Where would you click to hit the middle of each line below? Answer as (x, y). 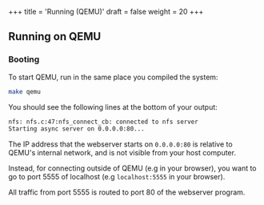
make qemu (25, 91)
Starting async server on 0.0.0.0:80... (77, 129)
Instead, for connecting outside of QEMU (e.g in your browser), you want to (133, 168)
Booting (24, 59)
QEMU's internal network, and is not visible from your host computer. (122, 153)
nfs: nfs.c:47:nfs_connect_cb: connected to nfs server (103, 122)
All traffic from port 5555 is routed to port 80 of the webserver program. (127, 192)
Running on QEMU (55, 36)
